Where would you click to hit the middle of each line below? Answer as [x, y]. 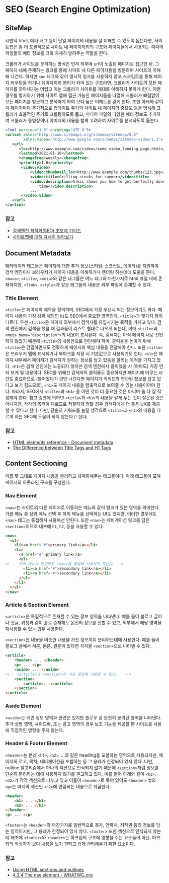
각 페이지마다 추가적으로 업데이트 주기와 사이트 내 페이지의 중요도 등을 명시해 [80, 108]
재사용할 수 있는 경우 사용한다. [35, 629]
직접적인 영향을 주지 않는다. [37, 730]
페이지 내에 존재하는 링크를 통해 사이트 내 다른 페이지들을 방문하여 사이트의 [78, 70]
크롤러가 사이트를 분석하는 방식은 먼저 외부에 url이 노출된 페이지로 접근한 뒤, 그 [82, 64]
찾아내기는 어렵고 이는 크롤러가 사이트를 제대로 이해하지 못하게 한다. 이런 [90, 89]
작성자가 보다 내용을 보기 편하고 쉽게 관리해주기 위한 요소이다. [75, 844]
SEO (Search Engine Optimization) [78, 9]
